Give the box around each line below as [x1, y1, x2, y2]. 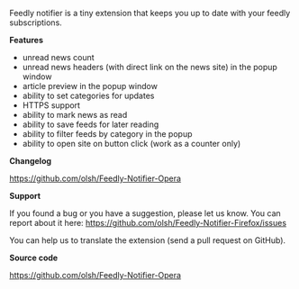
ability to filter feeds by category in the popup [22, 129, 193, 139]
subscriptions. [9, 17, 63, 28]
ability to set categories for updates [22, 90, 155, 101]
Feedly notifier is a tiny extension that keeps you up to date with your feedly [9, 8, 291, 18]
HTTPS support [22, 100, 81, 111]
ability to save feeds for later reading [22, 119, 159, 130]
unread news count [22, 52, 95, 62]
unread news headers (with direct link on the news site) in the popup [22, 62, 277, 72]
